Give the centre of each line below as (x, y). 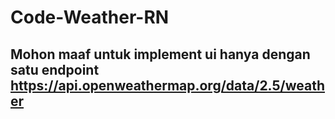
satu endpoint (55, 69)
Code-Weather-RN (90, 17)
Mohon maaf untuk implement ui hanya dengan (160, 54)
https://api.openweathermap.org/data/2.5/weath (168, 85)
